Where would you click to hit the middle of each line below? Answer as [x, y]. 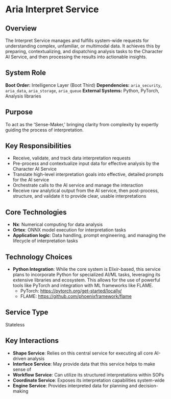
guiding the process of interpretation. [45, 130]
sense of [22, 369]
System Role [26, 73]
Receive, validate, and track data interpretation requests [72, 158]
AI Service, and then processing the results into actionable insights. [76, 57]
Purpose [19, 112]
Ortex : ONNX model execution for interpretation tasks [69, 230]
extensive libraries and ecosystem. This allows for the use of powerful [87, 280]
